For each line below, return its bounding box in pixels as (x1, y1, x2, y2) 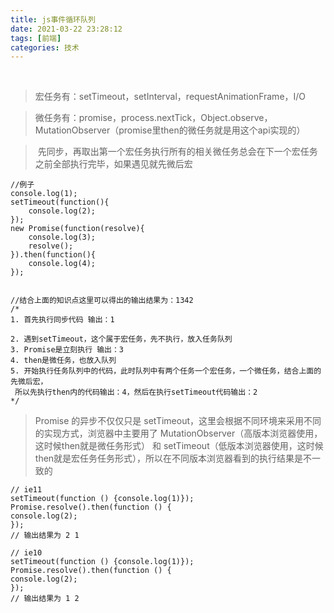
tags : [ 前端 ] (10, 33, 62, 43)
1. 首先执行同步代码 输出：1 (10, 315, 115, 325)
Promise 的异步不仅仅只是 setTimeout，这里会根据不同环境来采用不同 (34, 415, 322, 427)
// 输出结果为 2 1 (10, 531, 80, 541)
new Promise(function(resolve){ (10, 224, 145, 234)
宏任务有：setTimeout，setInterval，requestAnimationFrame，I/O (34, 91, 307, 103)
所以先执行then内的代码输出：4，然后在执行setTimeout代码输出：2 (14, 387, 258, 398)
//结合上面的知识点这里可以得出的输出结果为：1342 (10, 296, 194, 306)
